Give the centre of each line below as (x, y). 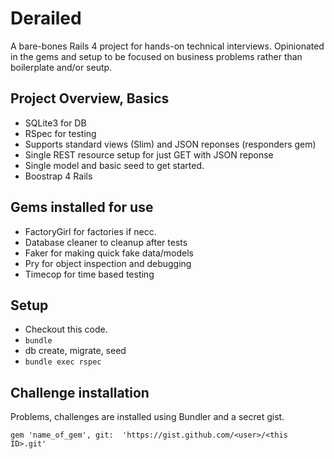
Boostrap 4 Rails (58, 176)
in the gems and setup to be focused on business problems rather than (156, 56)
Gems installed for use (82, 207)
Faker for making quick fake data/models (109, 253)
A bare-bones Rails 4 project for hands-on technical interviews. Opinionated (167, 46)
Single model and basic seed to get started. (114, 165)
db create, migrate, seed (75, 351)
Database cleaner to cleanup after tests (106, 242)
